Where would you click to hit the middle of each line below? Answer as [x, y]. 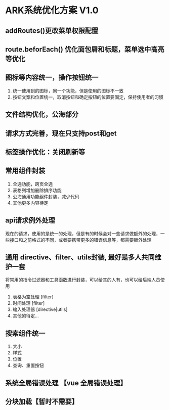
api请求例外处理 [30, 220]
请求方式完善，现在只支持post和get [61, 133]
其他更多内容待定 [30, 203]
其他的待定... [26, 316]
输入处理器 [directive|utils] [40, 309]
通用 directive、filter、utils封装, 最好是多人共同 [80, 257]
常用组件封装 [25, 171]
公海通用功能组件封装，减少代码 [46, 196]
